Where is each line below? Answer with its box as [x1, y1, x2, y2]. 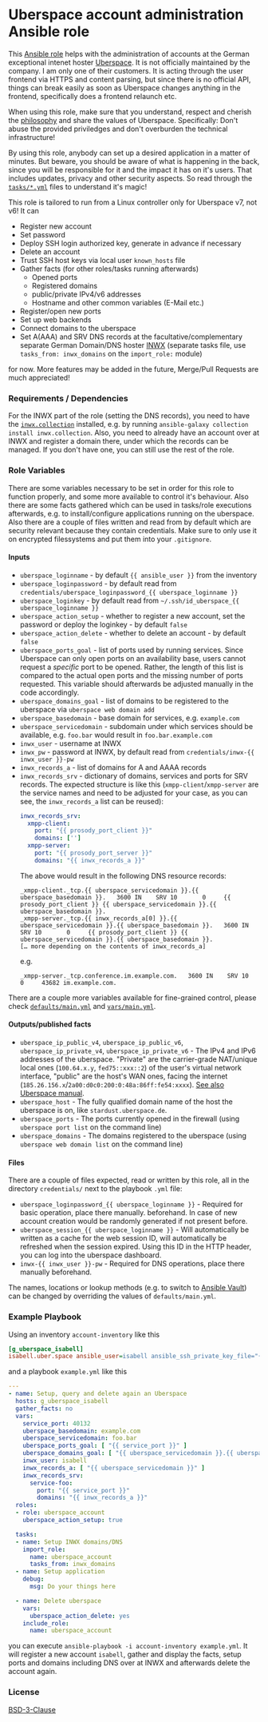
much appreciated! [8, 373, 70, 382]
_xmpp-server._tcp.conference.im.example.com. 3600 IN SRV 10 [19, 971, 249, 980]
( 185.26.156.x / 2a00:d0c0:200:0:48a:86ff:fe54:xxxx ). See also [19, 1080, 225, 1090]
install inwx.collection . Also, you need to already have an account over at [8, 428, 259, 437]
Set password [19, 229, 66, 239]
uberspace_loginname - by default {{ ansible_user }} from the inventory [19, 570, 258, 580]
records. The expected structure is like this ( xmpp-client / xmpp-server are [19, 779, 259, 789]
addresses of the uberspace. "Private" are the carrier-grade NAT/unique [19, 1054, 258, 1064]
